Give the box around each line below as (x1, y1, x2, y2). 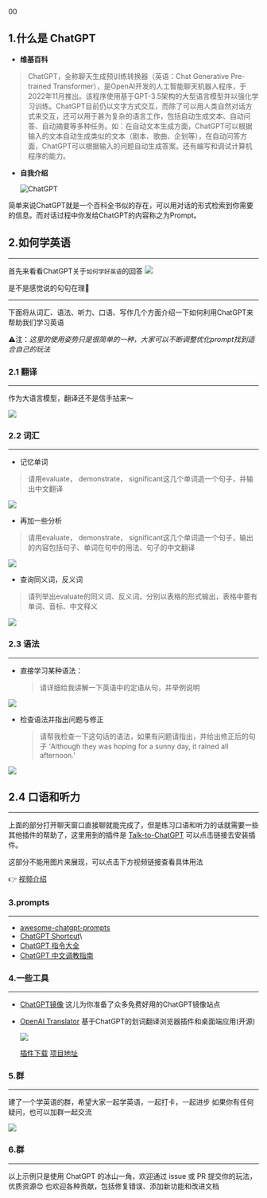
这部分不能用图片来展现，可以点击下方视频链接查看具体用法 (8, 857, 203, 867)
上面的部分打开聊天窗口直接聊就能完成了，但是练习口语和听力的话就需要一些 (8, 820, 259, 830)
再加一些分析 (19, 516, 62, 525)
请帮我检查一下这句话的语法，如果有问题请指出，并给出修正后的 (39, 731, 249, 740)
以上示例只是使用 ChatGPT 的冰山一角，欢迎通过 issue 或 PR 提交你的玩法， (8, 1171, 257, 1180)
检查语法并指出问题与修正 (19, 714, 104, 724)
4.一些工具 (8, 972, 49, 984)
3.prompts (8, 897, 50, 908)
